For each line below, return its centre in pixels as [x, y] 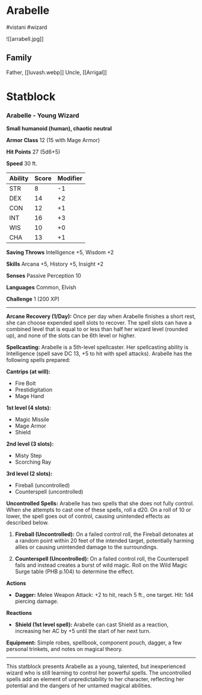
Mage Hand [29, 396]
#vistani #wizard [27, 27]
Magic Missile [32, 420]
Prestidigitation [34, 390]
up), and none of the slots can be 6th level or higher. [71, 335]
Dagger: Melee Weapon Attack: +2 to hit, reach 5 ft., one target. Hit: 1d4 [104, 595]
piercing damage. [37, 601]
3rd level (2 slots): [29, 474]
